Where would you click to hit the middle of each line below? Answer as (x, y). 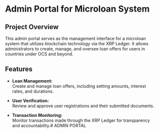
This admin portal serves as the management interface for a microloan (76, 38)
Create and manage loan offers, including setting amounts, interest (79, 86)
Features (19, 69)
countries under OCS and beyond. (39, 54)
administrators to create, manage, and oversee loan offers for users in (75, 49)
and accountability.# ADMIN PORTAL (49, 125)
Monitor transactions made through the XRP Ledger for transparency (81, 120)
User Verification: (30, 100)
